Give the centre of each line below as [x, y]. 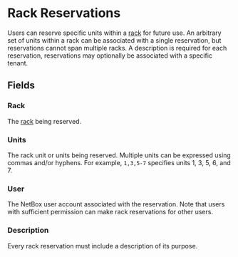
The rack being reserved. [45, 121]
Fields [21, 86]
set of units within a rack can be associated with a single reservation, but [114, 40]
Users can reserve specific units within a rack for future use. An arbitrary [115, 33]
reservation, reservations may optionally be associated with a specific [110, 56]
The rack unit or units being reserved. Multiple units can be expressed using [119, 155]
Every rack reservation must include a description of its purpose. [103, 246]
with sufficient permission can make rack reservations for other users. [110, 212]
